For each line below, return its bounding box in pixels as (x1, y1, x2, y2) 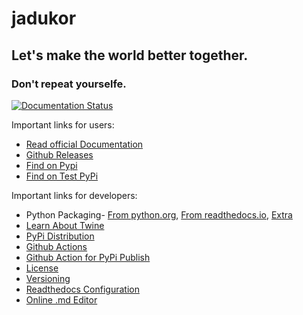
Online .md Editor (25, 293, 98, 306)
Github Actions (25, 240, 88, 252)
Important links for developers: (11, 189, 138, 201)
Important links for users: (11, 118, 115, 131)
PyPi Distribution (25, 230, 95, 242)
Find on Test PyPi (25, 170, 99, 182)
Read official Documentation (25, 138, 144, 150)
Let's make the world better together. (11, 47, 249, 64)
